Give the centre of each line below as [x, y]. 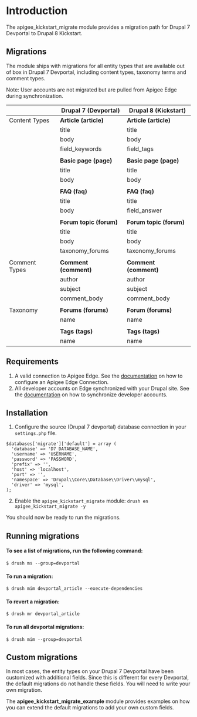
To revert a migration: [33, 602]
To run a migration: [30, 576]
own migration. [24, 690]
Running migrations [43, 536]
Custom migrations [42, 657]
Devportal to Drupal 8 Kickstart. [44, 33]
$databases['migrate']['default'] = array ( [61, 444]
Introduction [37, 11]
